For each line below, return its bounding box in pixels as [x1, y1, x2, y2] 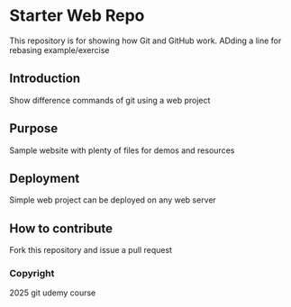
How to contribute [9, 221, 114, 236]
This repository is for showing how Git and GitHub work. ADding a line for [9, 35, 282, 46]
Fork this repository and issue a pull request [9, 245, 173, 256]
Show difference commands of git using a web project [9, 95, 211, 105]
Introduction [9, 71, 81, 86]
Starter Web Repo [9, 5, 145, 26]
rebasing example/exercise [9, 44, 110, 55]
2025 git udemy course [9, 287, 96, 298]
